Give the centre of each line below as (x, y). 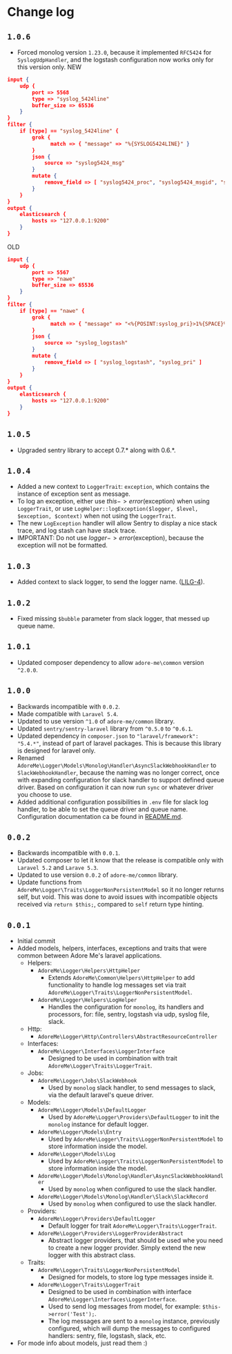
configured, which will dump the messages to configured (129, 1328)
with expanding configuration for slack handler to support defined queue (120, 780)
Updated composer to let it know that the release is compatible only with (120, 860)
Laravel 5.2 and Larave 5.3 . (58, 868)
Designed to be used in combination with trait (113, 1058)
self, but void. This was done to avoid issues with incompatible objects (117, 897)
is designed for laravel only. (56, 751)
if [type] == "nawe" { (52, 311)
